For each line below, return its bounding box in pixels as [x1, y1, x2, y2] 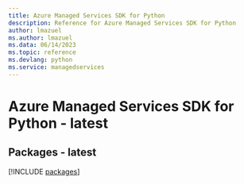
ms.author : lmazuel [8, 33, 73, 42]
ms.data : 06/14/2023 [8, 41, 77, 49]
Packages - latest [8, 146, 97, 159]
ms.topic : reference [8, 48, 77, 56]
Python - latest [8, 114, 109, 132]
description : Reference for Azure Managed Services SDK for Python [8, 19, 237, 27]
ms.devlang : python [8, 56, 73, 64]
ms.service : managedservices [8, 63, 105, 71]
